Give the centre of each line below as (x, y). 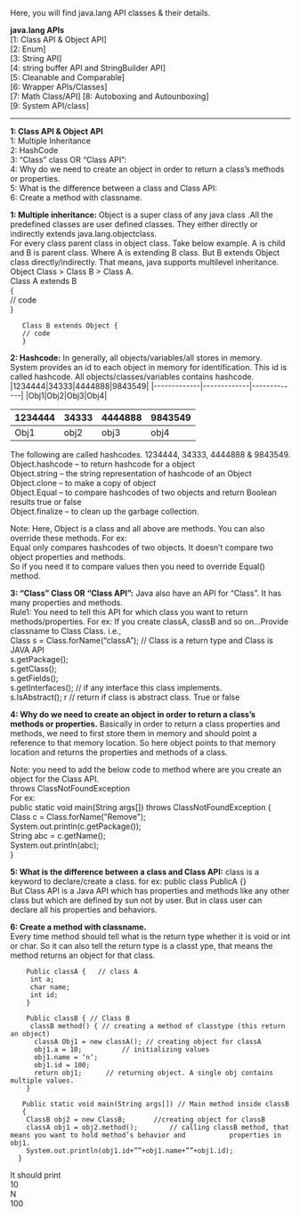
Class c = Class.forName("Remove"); (78, 817)
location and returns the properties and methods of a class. (119, 752)
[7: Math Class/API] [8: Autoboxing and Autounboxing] (109, 96)
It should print (36, 1175)
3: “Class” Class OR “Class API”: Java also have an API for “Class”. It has (146, 593)
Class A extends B (44, 281)
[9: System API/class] (50, 105)
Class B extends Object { (70, 326)
